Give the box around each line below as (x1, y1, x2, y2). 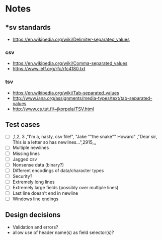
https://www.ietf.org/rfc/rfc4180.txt (12, 66, 86, 72)
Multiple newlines (12, 144, 49, 151)
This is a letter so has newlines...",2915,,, (12, 139, 97, 145)
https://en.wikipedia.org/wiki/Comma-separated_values (12, 60, 128, 66)
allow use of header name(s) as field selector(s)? (12, 229, 114, 235)
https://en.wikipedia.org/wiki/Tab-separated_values (12, 90, 119, 96)
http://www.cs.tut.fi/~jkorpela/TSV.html (12, 106, 94, 112)
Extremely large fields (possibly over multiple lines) (12, 184, 119, 190)
